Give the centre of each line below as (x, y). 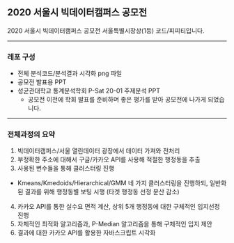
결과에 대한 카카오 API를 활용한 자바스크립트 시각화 (86, 233)
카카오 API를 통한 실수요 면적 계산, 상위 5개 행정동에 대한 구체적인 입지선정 (119, 207)
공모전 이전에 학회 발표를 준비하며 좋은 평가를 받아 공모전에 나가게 (117, 100)
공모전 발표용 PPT (42, 82)
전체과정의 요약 (31, 134)
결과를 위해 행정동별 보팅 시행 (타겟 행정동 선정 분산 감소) (102, 192)
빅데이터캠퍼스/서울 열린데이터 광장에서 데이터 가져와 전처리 (99, 151)
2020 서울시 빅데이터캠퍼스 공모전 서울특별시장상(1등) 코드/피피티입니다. (106, 31)
